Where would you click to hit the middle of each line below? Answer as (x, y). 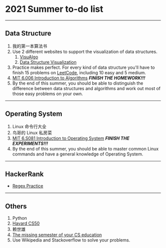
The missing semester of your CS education (57, 235)
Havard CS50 (26, 223)
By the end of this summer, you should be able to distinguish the (78, 83)
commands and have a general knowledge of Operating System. (78, 154)
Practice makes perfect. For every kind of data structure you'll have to (83, 67)
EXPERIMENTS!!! (30, 143)
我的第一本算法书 (30, 46)
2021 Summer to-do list (54, 9)
